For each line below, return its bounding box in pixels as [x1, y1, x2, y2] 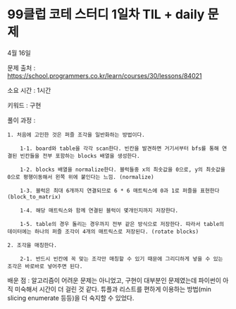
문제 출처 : [7, 63, 36, 72]
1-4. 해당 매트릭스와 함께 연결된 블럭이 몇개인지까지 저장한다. [20, 207, 179, 214]
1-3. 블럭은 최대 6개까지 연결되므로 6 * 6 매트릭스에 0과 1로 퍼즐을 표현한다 [20, 187, 220, 194]
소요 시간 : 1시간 [7, 86, 51, 94]
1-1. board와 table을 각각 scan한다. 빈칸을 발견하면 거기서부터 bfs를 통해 [20, 145, 220, 152]
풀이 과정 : [7, 115, 36, 124]
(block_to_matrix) [7, 193, 61, 201]
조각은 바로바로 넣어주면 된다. [7, 263, 83, 270]
